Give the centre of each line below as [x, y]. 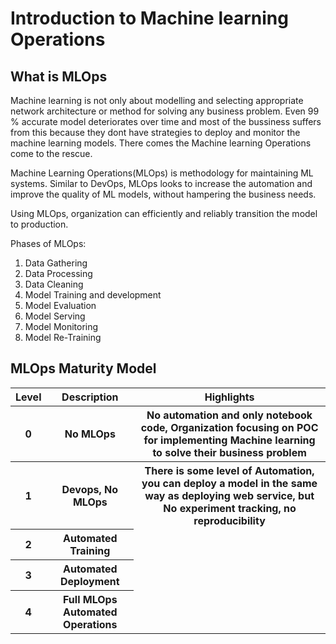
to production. [39, 224]
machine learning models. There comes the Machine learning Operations [161, 143]
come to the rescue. [51, 153]
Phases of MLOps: [48, 243]
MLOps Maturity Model [83, 368]
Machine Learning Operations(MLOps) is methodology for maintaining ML [162, 173]
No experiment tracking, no [230, 508]
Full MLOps [90, 600]
